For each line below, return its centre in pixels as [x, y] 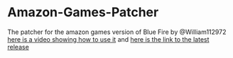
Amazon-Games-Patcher [83, 12]
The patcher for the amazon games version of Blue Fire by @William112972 [117, 32]
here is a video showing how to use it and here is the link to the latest [108, 39]
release [18, 47]
